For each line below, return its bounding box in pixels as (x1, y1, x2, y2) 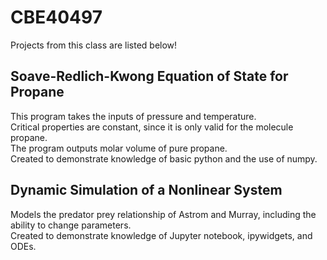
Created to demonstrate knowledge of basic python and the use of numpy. (10, 152, 318, 165)
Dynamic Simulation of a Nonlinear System (10, 182, 283, 199)
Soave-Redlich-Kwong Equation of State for (10, 68, 289, 85)
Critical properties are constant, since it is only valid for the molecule (10, 121, 294, 133)
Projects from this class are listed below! (10, 39, 178, 51)
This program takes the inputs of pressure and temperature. (10, 110, 257, 122)
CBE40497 (10, 6, 103, 29)
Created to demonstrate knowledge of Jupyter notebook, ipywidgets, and (10, 229, 313, 241)
